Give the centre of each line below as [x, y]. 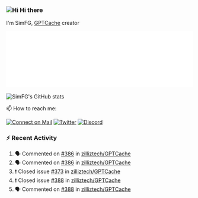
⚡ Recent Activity [32, 138]
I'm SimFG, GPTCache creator [43, 23]
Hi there [31, 10]
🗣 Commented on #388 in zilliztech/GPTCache [73, 189]
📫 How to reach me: [31, 108]
